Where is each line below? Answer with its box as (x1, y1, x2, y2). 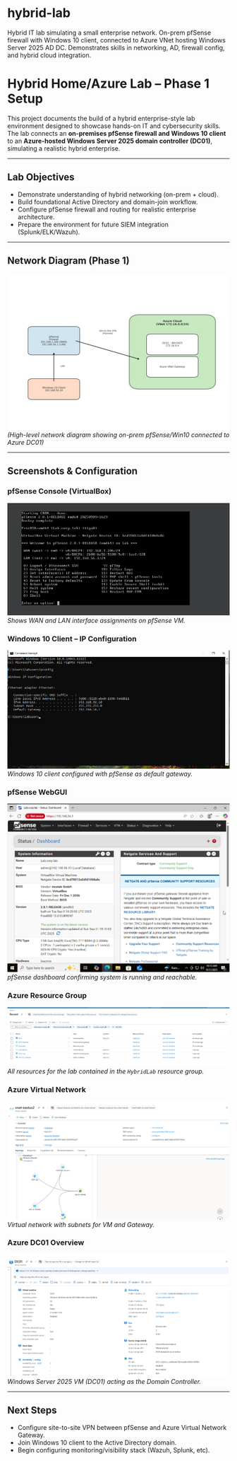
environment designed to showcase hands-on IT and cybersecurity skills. (7, 122, 221, 130)
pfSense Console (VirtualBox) (7, 487, 111, 496)
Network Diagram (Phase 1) (7, 255, 130, 267)
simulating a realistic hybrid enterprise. (7, 144, 121, 153)
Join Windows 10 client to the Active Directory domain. (17, 1438, 177, 1447)
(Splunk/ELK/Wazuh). (17, 228, 80, 236)
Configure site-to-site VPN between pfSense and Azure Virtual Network (17, 1423, 227, 1431)
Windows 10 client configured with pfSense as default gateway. (7, 769, 193, 779)
